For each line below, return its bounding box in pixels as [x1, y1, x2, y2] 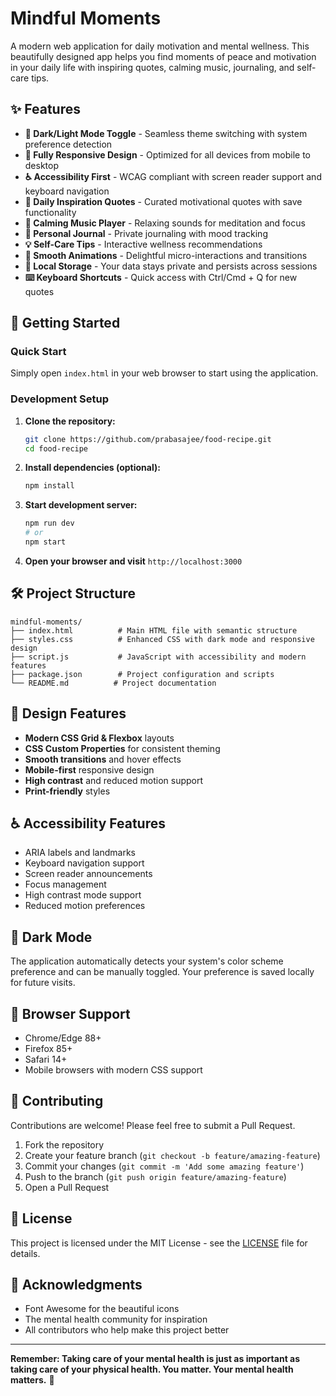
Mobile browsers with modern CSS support [24, 1064, 203, 1076]
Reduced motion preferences [24, 900, 146, 912]
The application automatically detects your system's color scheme [10, 955, 284, 967]
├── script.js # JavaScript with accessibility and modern [10, 652, 307, 662]
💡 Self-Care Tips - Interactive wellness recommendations [24, 238, 263, 250]
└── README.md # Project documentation [10, 678, 217, 688]
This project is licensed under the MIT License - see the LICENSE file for [10, 1237, 308, 1249]
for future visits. [10, 977, 76, 989]
